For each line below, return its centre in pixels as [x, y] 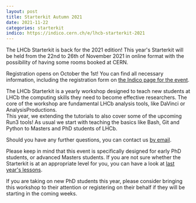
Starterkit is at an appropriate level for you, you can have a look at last [90, 164]
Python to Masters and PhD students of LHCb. [62, 129]
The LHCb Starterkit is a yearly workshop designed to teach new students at [98, 91]
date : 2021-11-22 [27, 22]
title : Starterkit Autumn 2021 [44, 17]
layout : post [22, 11]
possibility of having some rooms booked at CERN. [67, 63]
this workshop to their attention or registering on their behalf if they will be [96, 187]
